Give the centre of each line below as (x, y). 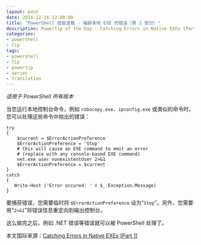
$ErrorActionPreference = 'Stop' (59, 144)
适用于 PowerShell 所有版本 (40, 96)
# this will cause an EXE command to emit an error (83, 149)
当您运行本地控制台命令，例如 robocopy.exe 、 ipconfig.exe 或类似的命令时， (100, 109)
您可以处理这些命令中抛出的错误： (48, 117)
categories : (21, 34)
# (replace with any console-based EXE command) (79, 154)
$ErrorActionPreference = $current (61, 165)
